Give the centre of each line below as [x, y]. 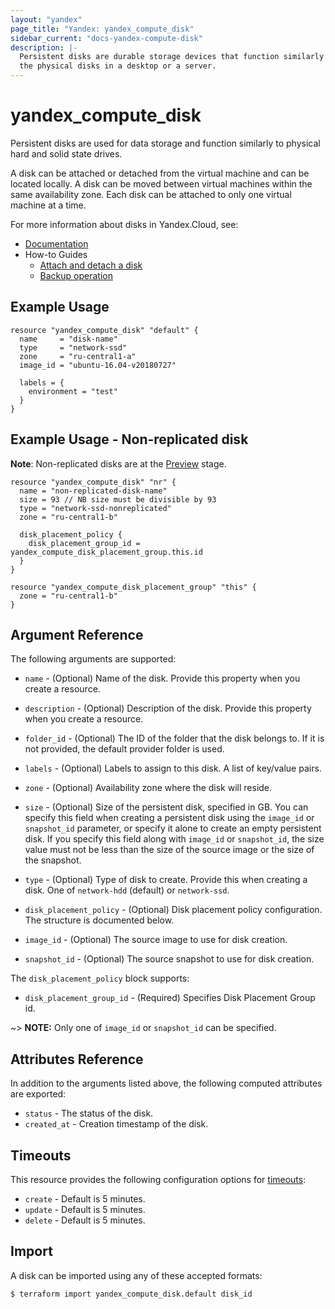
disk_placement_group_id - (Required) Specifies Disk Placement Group [170, 998]
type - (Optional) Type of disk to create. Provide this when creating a [166, 880]
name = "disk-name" [68, 339]
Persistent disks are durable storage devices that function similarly [172, 57]
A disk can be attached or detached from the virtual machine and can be [160, 173]
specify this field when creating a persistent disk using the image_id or [169, 818]
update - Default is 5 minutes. [85, 1209]
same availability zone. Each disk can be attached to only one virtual [151, 194]
